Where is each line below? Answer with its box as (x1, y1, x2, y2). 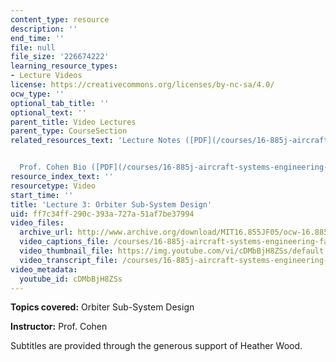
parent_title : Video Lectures (10, 117, 137, 127)
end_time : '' (10, 33, 65, 43)
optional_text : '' (10, 107, 87, 118)
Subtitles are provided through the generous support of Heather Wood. (10, 340, 303, 352)
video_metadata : (10, 264, 78, 275)
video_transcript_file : (19, 255, 118, 265)
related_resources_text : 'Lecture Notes (10, 136, 182, 146)
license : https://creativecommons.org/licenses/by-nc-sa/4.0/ (10, 80, 275, 90)
